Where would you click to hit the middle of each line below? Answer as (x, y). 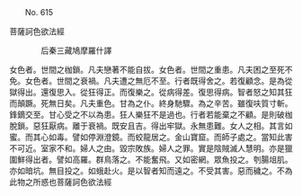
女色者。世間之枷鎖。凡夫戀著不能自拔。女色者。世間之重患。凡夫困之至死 (147, 70)
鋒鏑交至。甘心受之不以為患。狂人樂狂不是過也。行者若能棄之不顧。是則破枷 (151, 115)
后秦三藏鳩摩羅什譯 (76, 50)
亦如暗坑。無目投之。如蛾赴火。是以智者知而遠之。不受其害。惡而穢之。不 (147, 171)
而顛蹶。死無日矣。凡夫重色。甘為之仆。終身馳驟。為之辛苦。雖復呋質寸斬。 (151, 103)
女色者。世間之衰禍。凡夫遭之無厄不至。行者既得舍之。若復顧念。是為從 (159, 81)
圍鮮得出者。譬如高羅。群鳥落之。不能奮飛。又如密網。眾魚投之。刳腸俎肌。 (151, 160)
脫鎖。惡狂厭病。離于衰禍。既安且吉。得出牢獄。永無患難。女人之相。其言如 (151, 126)
